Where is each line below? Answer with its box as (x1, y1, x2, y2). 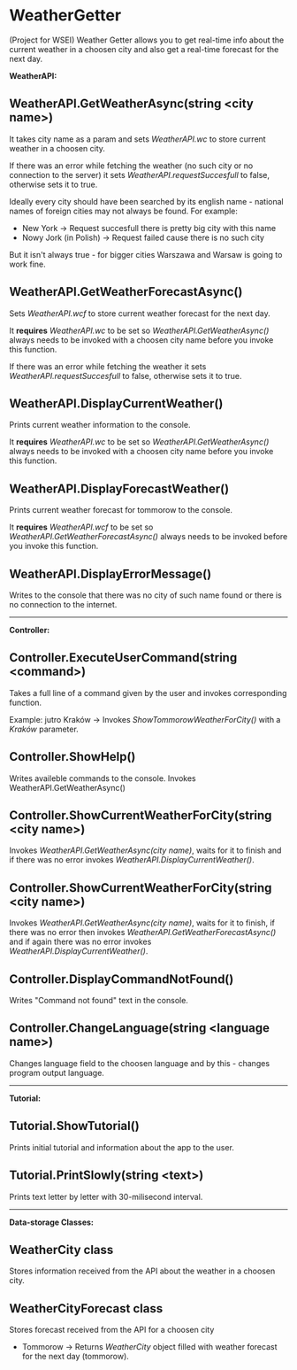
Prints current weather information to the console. (9, 420, 191, 430)
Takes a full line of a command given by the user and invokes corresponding (9, 687, 287, 698)
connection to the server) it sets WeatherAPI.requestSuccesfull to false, (9, 169, 270, 180)
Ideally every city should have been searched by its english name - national (9, 196, 285, 206)
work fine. (9, 259, 46, 269)
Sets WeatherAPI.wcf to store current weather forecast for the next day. (9, 307, 271, 319)
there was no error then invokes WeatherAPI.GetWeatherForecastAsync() (9, 927, 277, 938)
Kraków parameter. (9, 724, 80, 734)
